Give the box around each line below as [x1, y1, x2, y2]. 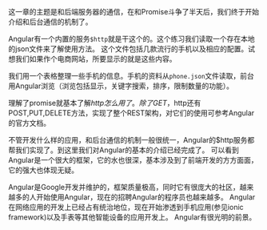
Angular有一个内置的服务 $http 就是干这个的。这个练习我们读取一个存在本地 [8, 34, 256, 43]
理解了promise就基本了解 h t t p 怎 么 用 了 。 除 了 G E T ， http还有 [8, 99, 201, 107]
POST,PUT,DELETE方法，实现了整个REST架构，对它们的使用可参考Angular [8, 108, 255, 118]
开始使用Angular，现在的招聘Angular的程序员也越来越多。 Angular [35, 192, 256, 202]
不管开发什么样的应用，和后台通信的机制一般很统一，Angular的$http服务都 [8, 135, 255, 144]
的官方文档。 [8, 119, 50, 127]
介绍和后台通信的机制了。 [8, 17, 93, 26]
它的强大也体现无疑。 [8, 165, 78, 175]
